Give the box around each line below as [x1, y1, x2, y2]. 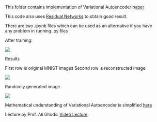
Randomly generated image [5, 84, 61, 89]
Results [5, 56, 20, 61]
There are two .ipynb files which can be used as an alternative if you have [5, 23, 153, 29]
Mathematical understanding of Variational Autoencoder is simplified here [5, 102, 152, 108]
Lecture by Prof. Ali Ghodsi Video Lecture [5, 111, 88, 117]
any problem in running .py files [5, 28, 68, 33]
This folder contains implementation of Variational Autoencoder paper [5, 4, 144, 10]
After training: [5, 37, 32, 43]
